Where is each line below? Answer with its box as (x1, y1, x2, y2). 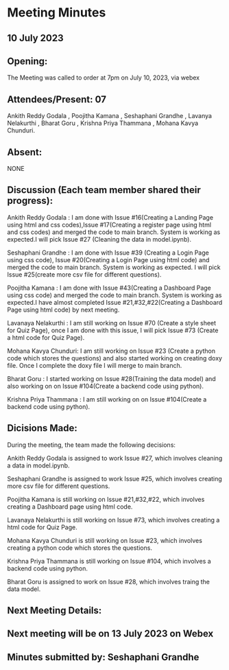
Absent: (7, 146, 43, 158)
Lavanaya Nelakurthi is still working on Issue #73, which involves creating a (7, 516, 220, 524)
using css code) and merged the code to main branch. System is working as (7, 290, 222, 299)
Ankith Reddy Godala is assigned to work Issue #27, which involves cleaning (7, 454, 223, 462)
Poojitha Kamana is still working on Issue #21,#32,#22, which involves (7, 495, 205, 503)
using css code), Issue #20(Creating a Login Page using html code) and (7, 255, 210, 264)
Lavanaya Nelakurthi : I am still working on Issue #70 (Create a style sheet (7, 319, 217, 327)
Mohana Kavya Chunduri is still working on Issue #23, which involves (7, 536, 202, 544)
